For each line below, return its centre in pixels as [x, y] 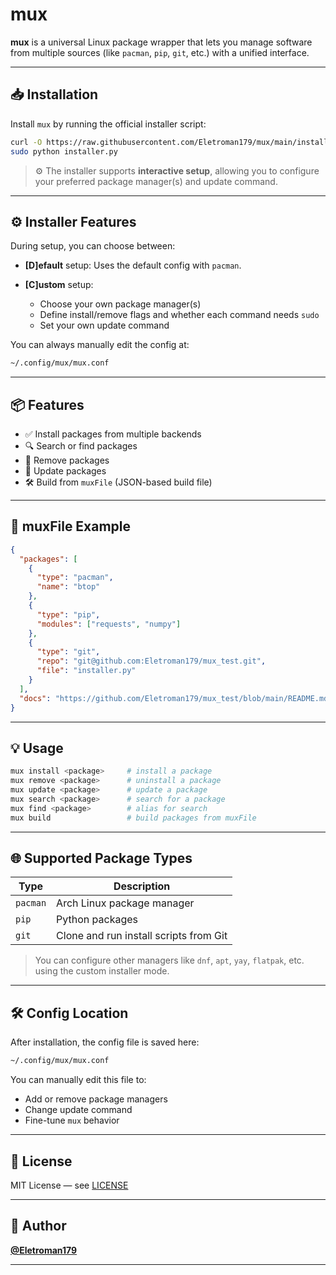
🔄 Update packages [65, 471]
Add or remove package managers [96, 1099]
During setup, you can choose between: [93, 246]
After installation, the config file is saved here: [105, 1042]
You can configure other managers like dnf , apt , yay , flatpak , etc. [169, 960]
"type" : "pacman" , [75, 578]
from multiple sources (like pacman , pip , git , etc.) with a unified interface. [160, 52]
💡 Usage [37, 748]
